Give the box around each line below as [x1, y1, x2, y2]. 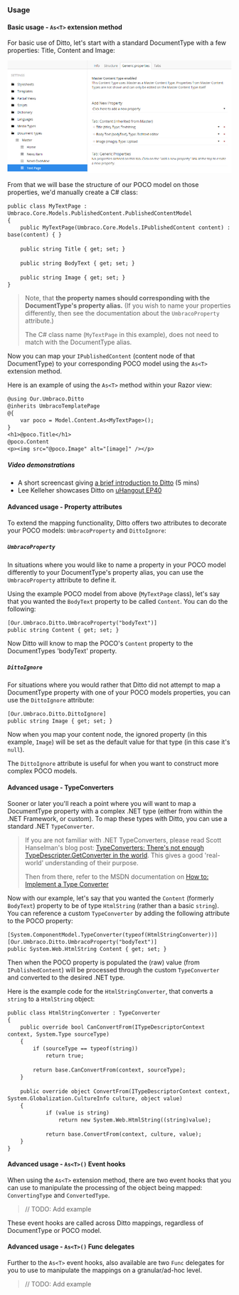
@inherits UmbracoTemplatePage [7, 403, 100, 410]
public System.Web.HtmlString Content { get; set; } [7, 945, 167, 952]
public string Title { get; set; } [20, 246, 126, 253]
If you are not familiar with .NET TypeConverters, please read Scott [24, 835, 222, 844]
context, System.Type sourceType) [7, 1030, 110, 1038]
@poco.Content [7, 438, 50, 445]
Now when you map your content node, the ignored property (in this [7, 730, 208, 739]
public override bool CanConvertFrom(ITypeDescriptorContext [20, 1023, 205, 1031]
